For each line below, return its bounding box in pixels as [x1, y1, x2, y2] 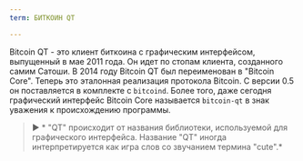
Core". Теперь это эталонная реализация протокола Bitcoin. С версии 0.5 [9, 75, 294, 86]
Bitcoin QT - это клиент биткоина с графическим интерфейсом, [9, 46, 256, 57]
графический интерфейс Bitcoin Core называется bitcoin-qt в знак [9, 95, 270, 106]
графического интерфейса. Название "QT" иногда [31, 131, 227, 142]
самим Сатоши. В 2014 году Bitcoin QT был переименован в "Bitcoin [9, 65, 275, 76]
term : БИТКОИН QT [9, 13, 76, 23]
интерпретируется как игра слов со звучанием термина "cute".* [31, 141, 283, 152]
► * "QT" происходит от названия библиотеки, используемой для [31, 122, 288, 133]
